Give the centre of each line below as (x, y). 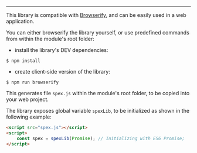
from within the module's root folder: (50, 39)
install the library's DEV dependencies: (61, 50)
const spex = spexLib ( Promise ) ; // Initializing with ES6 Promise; (101, 138)
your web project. (27, 99)
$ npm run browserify (33, 82)
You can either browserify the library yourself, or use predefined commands (98, 32)
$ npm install (23, 61)
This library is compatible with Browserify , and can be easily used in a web (96, 15)
